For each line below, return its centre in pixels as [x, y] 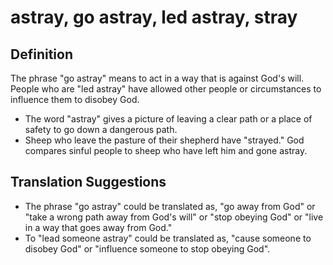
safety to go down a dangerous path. [101, 129]
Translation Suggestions [88, 182]
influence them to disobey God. [75, 99]
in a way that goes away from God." [98, 227]
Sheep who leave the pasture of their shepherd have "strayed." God [164, 140]
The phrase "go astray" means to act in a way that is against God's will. [157, 78]
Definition [41, 54]
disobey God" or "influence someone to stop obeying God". [147, 248]
